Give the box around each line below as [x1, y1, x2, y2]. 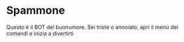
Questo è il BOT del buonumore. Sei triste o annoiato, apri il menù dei [6, 23, 179, 31]
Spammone [6, 4, 65, 17]
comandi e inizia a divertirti [6, 29, 74, 37]
